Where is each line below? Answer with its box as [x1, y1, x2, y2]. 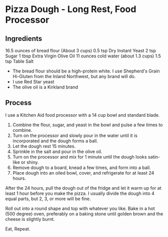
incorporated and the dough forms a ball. [12, 137, 98, 144]
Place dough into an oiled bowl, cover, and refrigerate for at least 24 [12, 170, 155, 176]
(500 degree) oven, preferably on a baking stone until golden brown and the [5, 210, 163, 217]
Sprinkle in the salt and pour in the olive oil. [12, 148, 102, 154]
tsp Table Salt [5, 58, 34, 64]
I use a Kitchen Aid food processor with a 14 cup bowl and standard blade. [5, 112, 160, 118]
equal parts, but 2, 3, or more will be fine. [5, 195, 91, 202]
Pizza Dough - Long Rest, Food [5, 4, 137, 15]
